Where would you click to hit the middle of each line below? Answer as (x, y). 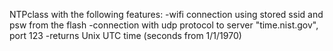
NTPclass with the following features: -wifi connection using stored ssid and (166, 14)
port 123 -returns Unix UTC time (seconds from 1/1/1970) (125, 35)
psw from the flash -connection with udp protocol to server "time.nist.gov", (164, 25)
